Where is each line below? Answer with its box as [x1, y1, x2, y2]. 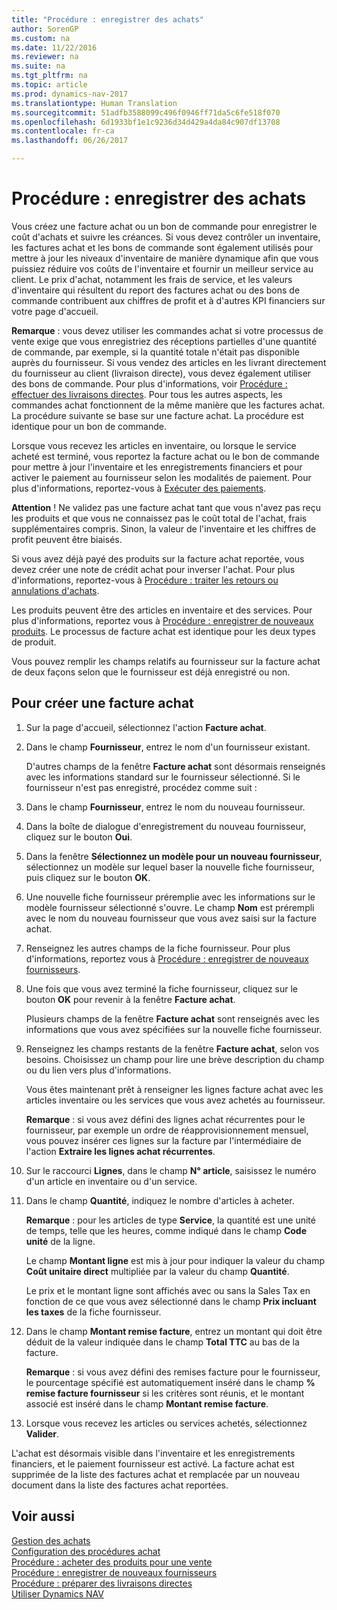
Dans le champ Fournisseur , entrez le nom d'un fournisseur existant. [25, 741, 311, 753]
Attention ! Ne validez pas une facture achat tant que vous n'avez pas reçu [11, 501, 321, 513]
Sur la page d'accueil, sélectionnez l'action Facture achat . [25, 721, 267, 733]
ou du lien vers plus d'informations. [25, 1064, 172, 1076]
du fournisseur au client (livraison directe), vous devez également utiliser [11, 367, 312, 379]
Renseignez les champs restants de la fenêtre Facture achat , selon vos [25, 1042, 320, 1055]
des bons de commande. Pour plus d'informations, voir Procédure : [11, 377, 288, 390]
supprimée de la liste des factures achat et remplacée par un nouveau [11, 1468, 300, 1480]
